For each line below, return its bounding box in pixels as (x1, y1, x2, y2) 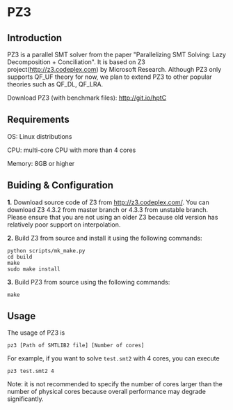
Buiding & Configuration (7, 179, 113, 192)
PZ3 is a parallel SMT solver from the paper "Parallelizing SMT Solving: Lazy (7, 50, 226, 59)
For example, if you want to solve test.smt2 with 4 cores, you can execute (7, 354, 220, 363)
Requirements (7, 114, 70, 126)
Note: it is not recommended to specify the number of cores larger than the (7, 380, 223, 388)
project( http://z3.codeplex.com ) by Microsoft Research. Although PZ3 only (7, 66, 222, 73)
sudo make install (7, 266, 61, 273)
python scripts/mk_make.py (7, 247, 86, 255)
